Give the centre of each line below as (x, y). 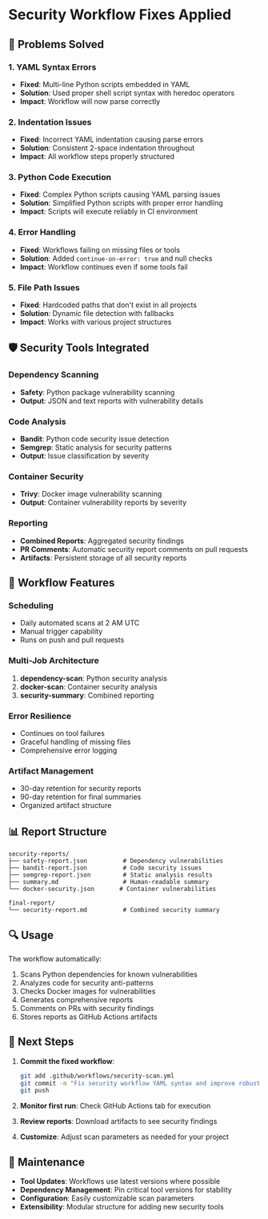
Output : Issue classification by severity (84, 456)
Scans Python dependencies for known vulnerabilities (108, 974)
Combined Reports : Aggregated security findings (102, 541)
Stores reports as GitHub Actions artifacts (88, 1017)
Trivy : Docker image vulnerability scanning (91, 494)
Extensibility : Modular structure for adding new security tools (122, 1207)
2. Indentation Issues (50, 122)
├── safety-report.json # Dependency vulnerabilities (116, 861)
